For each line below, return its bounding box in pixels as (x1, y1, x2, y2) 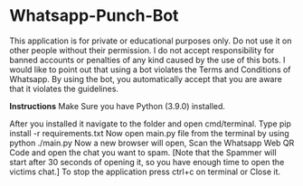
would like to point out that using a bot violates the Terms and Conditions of (9, 64, 291, 75)
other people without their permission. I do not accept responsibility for (9, 44, 275, 55)
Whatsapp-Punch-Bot (9, 5, 179, 26)
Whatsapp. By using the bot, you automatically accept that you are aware (9, 73, 282, 84)
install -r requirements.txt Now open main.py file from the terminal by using (9, 127, 289, 138)
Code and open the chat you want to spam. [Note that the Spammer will (9, 146, 278, 158)
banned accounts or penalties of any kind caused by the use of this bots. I (9, 54, 286, 65)
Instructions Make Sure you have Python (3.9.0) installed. (9, 100, 226, 111)
